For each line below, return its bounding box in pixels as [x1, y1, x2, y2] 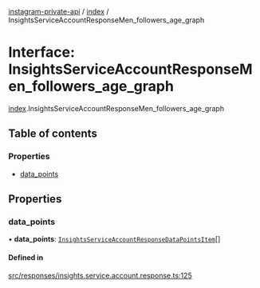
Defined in [8, 252, 44, 262]
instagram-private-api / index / [8, 7, 109, 16]
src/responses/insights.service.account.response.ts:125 [8, 270, 193, 280]
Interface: [8, 43, 76, 62]
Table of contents [8, 127, 97, 141]
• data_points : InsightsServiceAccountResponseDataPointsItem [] [8, 234, 221, 244]
